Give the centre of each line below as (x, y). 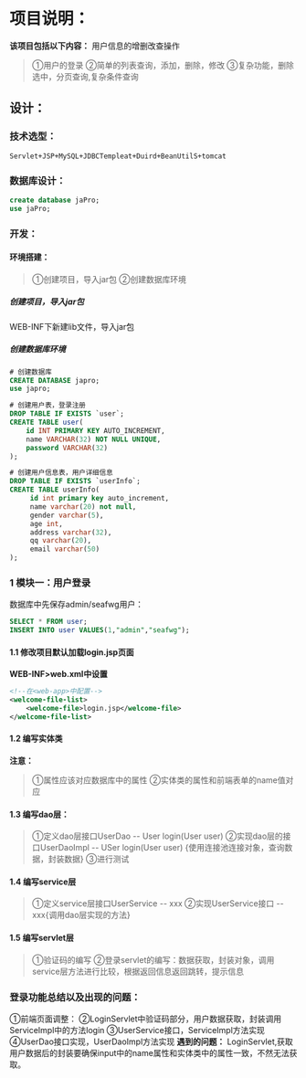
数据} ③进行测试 (96, 859)
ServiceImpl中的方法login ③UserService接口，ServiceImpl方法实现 (137, 1030)
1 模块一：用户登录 (50, 583)
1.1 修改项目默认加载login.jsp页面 (72, 652)
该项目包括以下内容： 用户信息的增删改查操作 (95, 46)
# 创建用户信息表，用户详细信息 (61, 473)
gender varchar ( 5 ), (67, 515)
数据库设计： (38, 181)
